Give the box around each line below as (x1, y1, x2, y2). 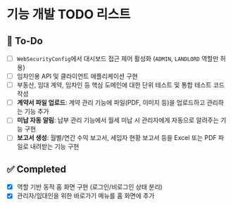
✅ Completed (6, 163, 66, 175)
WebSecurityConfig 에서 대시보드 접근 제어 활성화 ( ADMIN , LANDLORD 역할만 (16, 54, 219, 63)
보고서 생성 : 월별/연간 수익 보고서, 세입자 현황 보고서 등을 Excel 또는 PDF (16, 134, 218, 142)
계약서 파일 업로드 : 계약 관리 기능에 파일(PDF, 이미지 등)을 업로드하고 (16, 98, 206, 107)
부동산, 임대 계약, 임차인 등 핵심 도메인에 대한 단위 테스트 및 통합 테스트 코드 (16, 81, 225, 89)
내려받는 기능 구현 (30, 142, 80, 151)
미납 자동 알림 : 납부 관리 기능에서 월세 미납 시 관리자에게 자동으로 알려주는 (16, 116, 220, 124)
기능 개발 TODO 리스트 (6, 6, 131, 22)
